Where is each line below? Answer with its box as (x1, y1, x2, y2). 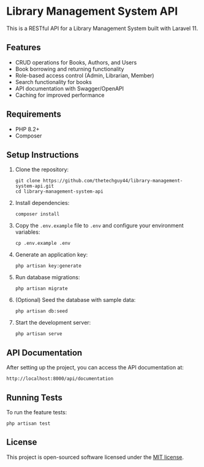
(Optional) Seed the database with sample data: (15, 296, 136, 304)
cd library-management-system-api (15, 188, 104, 195)
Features (6, 42, 41, 53)
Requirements (6, 109, 61, 120)
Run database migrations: (15, 274, 80, 281)
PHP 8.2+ (15, 125, 40, 133)
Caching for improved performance (15, 91, 105, 99)
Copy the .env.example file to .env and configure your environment (15, 222, 184, 230)
